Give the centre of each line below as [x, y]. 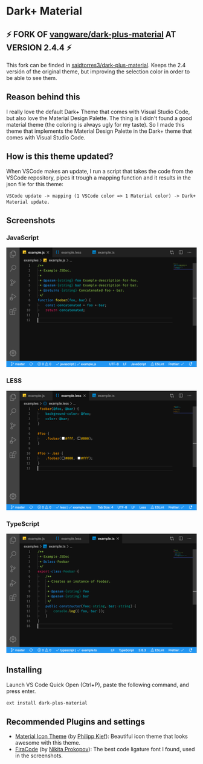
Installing [24, 670]
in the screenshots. [39, 756]
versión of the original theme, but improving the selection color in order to [98, 72]
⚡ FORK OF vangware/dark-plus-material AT [91, 34]
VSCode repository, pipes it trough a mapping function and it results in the [99, 178]
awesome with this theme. [47, 743]
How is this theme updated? [60, 157]
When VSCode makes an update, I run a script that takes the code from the [100, 171]
